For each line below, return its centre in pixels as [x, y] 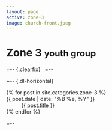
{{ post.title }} [38, 105]
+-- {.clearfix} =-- [30, 69]
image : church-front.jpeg [38, 23]
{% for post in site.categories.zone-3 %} [56, 93]
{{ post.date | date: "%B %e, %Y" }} [51, 99]
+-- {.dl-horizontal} [30, 81]
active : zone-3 [25, 17]
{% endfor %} [23, 112]
